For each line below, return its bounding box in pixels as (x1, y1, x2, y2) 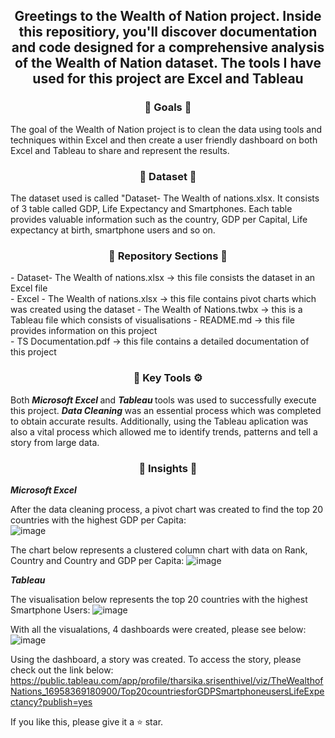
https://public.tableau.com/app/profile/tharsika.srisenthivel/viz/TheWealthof (10, 674, 324, 686)
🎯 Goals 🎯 (144, 100, 192, 114)
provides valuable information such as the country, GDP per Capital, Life (10, 213, 308, 225)
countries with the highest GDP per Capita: (10, 514, 187, 526)
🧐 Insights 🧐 (138, 461, 198, 475)
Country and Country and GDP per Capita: (10, 554, 185, 566)
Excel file (10, 282, 48, 294)
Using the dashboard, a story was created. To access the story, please (10, 653, 302, 665)
